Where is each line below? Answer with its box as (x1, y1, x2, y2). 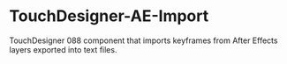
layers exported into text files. (9, 44, 117, 54)
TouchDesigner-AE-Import (9, 6, 209, 26)
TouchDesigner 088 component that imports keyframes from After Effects (9, 35, 278, 46)
